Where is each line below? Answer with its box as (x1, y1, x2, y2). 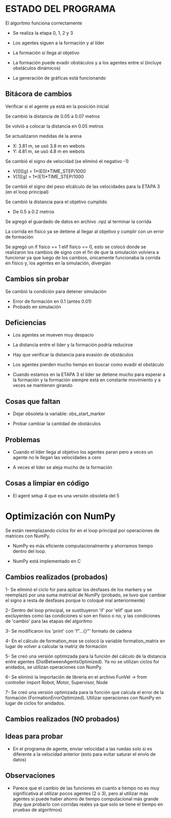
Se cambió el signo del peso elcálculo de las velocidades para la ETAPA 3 (5, 183, 160, 189)
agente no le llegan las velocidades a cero (12, 454, 102, 460)
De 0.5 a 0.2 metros (12, 208, 55, 214)
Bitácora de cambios (5, 90, 72, 99)
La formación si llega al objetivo (12, 50, 80, 56)
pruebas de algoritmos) (12, 806, 62, 812)
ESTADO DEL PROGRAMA (5, 3, 116, 15)
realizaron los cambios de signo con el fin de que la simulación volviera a (5, 249, 159, 255)
